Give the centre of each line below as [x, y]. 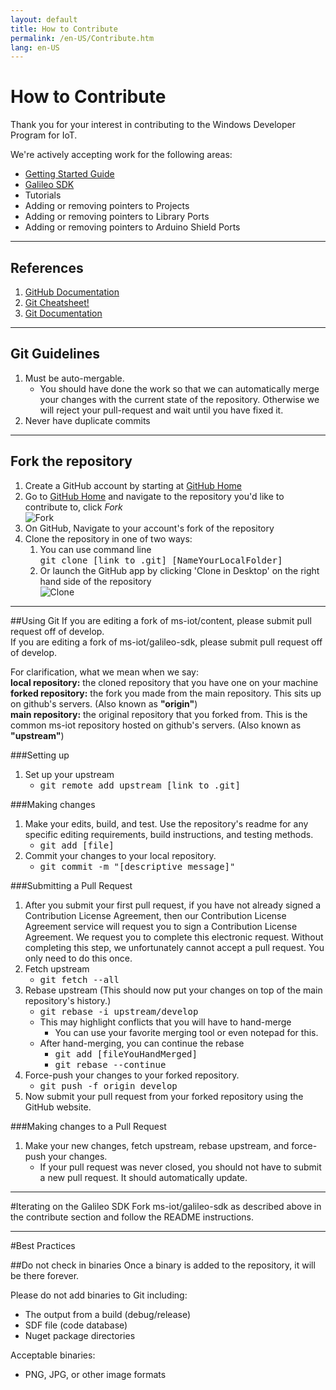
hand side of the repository [95, 581]
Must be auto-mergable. [74, 378]
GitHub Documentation [72, 292]
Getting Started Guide [69, 174]
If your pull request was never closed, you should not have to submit [180, 1167]
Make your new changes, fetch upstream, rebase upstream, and [157, 1145]
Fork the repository [71, 461]
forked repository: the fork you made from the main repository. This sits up [166, 693]
